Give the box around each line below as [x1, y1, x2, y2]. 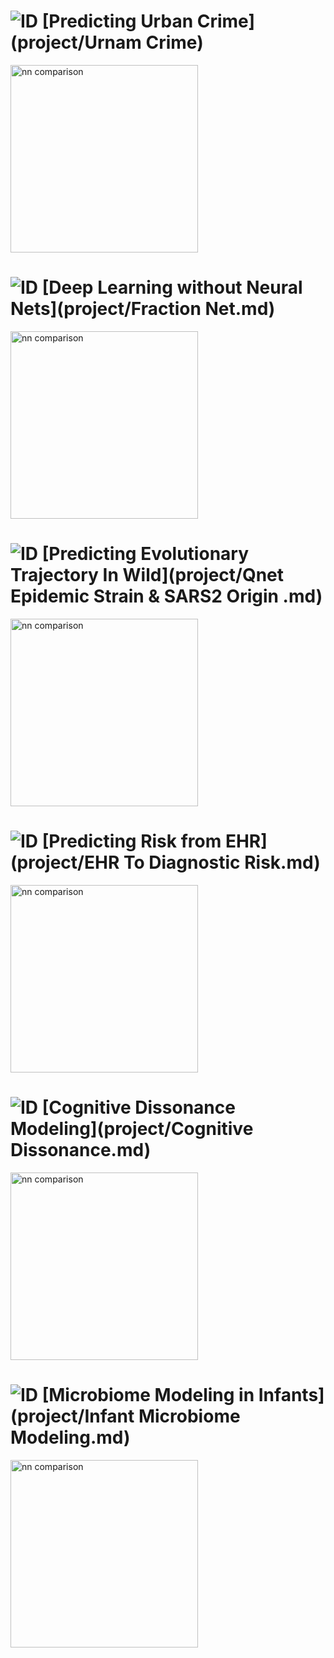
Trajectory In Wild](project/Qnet [10, 564, 285, 587]
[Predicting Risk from [41, 830, 222, 852]
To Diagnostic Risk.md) [123, 851, 321, 874]
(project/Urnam [10, 31, 142, 54]
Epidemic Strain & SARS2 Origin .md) [10, 585, 323, 608]
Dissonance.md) [10, 1138, 152, 1161]
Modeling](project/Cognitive [10, 1117, 254, 1140]
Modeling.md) [10, 1426, 131, 1449]
